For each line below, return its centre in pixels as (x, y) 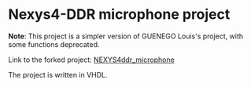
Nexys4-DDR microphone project (119, 14)
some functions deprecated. (54, 44)
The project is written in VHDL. (58, 74)
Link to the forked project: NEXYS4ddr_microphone (91, 60)
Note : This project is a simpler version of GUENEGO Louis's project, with (126, 36)
